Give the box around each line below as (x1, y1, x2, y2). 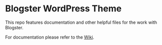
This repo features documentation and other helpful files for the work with (5, 19, 158, 25)
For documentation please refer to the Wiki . (5, 34, 95, 40)
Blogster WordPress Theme (5, 3, 122, 14)
